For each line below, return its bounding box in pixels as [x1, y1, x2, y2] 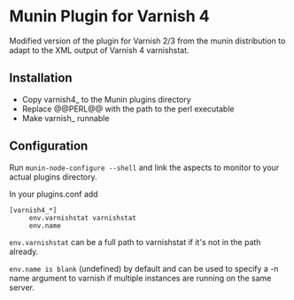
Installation [9, 71, 73, 86]
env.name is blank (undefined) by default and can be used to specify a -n [9, 263, 279, 273]
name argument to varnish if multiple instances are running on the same [9, 273, 272, 283]
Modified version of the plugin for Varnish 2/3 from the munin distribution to [9, 35, 286, 46]
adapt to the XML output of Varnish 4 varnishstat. [9, 44, 190, 55]
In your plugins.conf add [9, 188, 99, 199]
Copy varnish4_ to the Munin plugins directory [21, 94, 192, 104]
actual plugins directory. [9, 171, 97, 182]
